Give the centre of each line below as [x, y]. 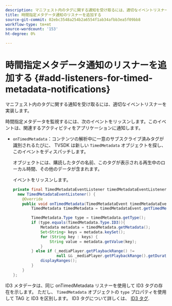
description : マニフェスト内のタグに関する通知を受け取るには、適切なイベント [79, 10]
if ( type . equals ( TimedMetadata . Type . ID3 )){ [78, 223]
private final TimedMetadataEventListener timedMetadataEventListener [90, 189]
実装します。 [19, 110]
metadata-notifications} [58, 89]
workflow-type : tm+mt [28, 24]
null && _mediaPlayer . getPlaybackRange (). [102, 256]
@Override [33, 199]
